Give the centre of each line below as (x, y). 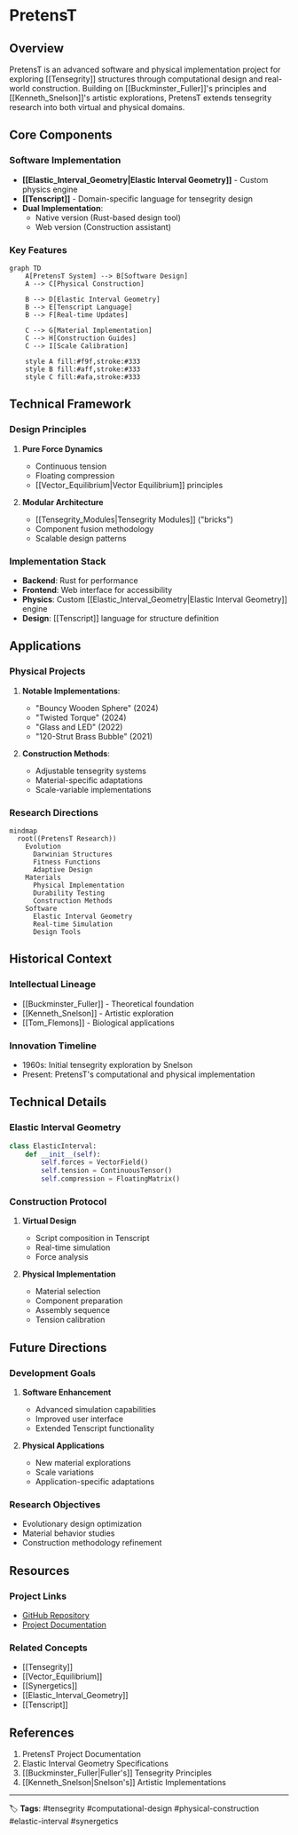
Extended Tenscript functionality (95, 1428)
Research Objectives (55, 1504)
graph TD (25, 268)
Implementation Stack (58, 561)
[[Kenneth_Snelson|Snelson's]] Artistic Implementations (124, 1783)
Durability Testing (68, 893)
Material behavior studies (68, 1533)
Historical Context (61, 959)
